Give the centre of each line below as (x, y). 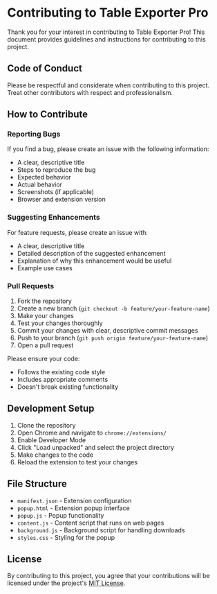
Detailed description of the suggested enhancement (91, 253)
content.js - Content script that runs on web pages (91, 523)
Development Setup (51, 409)
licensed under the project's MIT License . (66, 583)
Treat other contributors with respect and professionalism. (90, 92)
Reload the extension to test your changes (77, 462)
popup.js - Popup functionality (60, 515)
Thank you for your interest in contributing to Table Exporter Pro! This (106, 32)
